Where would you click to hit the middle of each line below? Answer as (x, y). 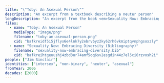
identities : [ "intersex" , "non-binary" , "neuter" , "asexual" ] (70, 64)
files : (12, 23)
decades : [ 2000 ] (21, 73)
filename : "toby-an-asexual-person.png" (55, 37)
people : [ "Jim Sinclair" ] (31, 60)
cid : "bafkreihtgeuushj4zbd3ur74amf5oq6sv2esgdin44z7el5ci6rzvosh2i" (86, 55)
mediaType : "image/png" (38, 32)
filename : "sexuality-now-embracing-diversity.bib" (67, 50)
